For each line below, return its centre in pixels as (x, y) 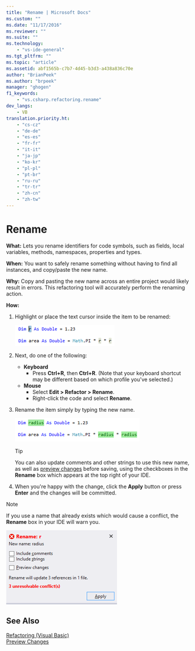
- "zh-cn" (29, 193)
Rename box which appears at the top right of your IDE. (82, 475)
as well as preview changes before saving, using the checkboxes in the (101, 468)
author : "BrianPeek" (32, 75)
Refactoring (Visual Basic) (38, 635)
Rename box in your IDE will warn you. (53, 522)
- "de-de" (29, 131)
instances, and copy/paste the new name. (57, 269)
